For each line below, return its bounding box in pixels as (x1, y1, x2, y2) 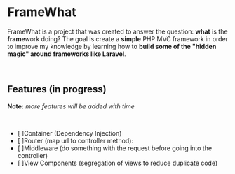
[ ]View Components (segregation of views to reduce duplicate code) (17, 159, 218, 167)
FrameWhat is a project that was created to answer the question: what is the (7, 27, 228, 36)
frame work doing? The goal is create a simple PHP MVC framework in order (7, 34, 229, 43)
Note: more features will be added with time (7, 102, 135, 110)
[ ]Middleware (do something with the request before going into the (17, 144, 213, 152)
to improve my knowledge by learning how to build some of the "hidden (7, 42, 217, 50)
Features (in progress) (7, 83, 107, 95)
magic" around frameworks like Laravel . (7, 50, 126, 58)
